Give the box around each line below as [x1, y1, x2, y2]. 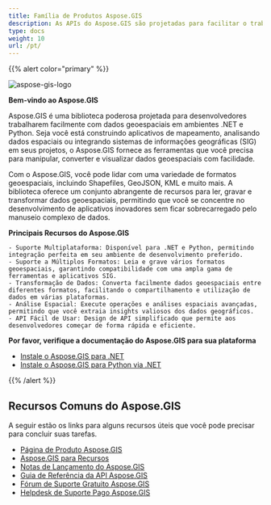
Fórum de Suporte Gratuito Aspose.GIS [19, 478, 150, 489]
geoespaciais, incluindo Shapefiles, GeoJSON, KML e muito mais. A [8, 179, 233, 188]
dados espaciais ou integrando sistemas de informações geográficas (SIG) [8, 137, 256, 146]
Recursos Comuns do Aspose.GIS [8, 399, 181, 413]
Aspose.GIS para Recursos [19, 453, 110, 463]
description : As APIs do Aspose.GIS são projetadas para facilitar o [8, 19, 248, 27]
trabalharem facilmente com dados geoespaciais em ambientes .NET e [8, 120, 244, 129]
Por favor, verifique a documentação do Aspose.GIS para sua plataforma [8, 336, 256, 346]
